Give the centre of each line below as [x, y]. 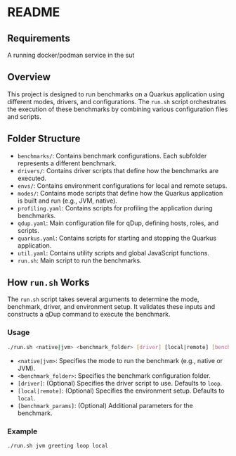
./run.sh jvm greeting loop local [58, 445]
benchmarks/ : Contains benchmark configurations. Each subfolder [112, 156]
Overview [29, 77]
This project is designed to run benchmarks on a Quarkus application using [116, 94]
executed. [32, 178]
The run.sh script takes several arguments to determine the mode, [103, 299]
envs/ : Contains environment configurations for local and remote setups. [122, 185]
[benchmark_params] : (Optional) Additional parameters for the [105, 405]
